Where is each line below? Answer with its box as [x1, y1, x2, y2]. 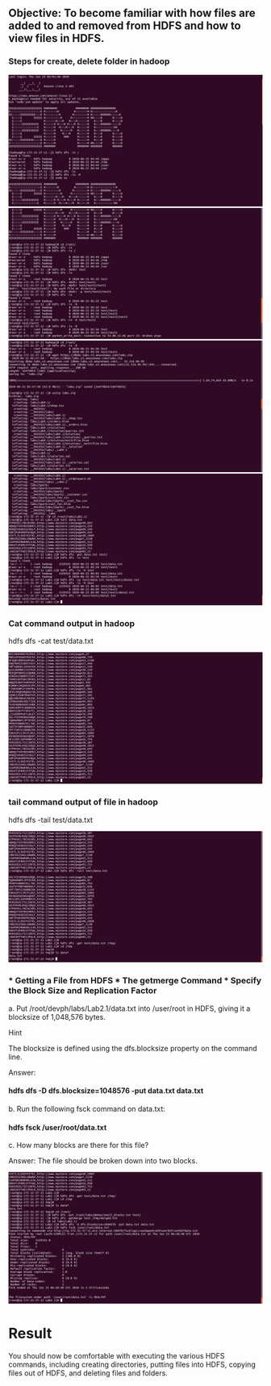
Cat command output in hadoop [8, 618, 135, 629]
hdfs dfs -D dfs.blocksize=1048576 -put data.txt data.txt [8, 1086, 204, 1096]
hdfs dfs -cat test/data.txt [8, 637, 94, 646]
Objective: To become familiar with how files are [8, 6, 256, 20]
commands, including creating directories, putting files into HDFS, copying [8, 1359, 256, 1369]
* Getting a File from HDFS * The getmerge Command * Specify [8, 975, 262, 987]
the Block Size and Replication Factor [8, 985, 157, 996]
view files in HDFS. [8, 31, 105, 45]
